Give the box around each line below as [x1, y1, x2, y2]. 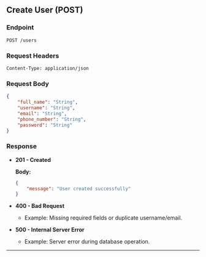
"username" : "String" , [17, 105, 75, 111]
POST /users [6, 37, 37, 44]
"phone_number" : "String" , [17, 116, 86, 122]
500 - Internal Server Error [15, 226, 85, 234]
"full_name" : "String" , [17, 99, 78, 105]
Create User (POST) [6, 5, 83, 15]
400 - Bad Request [15, 202, 65, 210]
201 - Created [15, 156, 51, 163]
